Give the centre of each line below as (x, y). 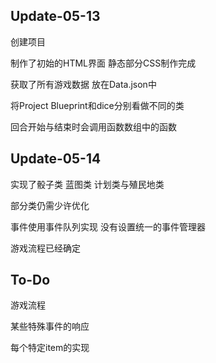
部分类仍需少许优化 (50, 205)
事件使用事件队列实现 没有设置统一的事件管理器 (108, 226)
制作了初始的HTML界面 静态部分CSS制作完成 (103, 63)
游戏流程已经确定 (45, 248)
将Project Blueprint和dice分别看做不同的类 (97, 105)
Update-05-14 (56, 159)
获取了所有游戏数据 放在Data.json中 (83, 84)
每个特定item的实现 (50, 348)
